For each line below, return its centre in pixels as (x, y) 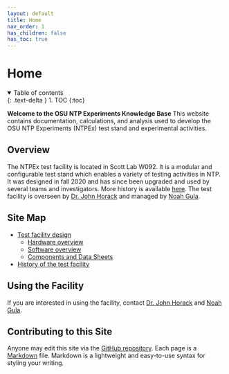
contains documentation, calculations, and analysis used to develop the (109, 121)
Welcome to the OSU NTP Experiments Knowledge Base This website (108, 114)
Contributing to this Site (60, 331)
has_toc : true (28, 39)
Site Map (27, 218)
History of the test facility (53, 264)
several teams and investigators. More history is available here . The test (110, 188)
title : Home (24, 20)
